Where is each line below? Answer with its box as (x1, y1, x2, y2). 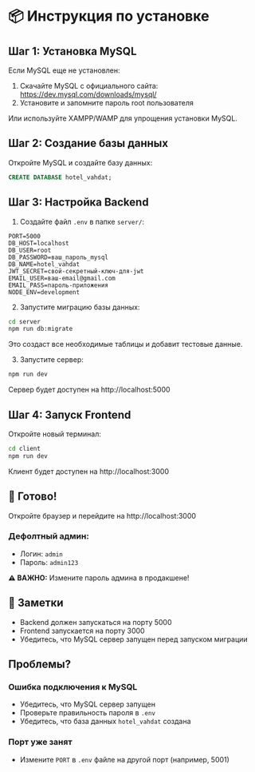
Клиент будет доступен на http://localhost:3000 (8, 466, 170, 476)
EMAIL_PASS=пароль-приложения (8, 281, 109, 289)
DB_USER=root (8, 246, 52, 254)
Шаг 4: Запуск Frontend (8, 408, 131, 421)
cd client (8, 444, 41, 452)
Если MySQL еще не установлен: (8, 66, 120, 75)
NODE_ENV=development (8, 288, 80, 296)
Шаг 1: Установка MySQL (8, 44, 137, 58)
